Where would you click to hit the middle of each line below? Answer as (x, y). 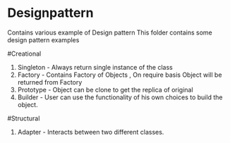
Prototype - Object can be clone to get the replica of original (105, 89)
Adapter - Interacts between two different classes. (91, 132)
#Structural (24, 118)
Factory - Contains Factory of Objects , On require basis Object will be (120, 75)
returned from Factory (50, 82)
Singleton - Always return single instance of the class (95, 67)
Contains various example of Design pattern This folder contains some (110, 32)
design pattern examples (43, 39)
